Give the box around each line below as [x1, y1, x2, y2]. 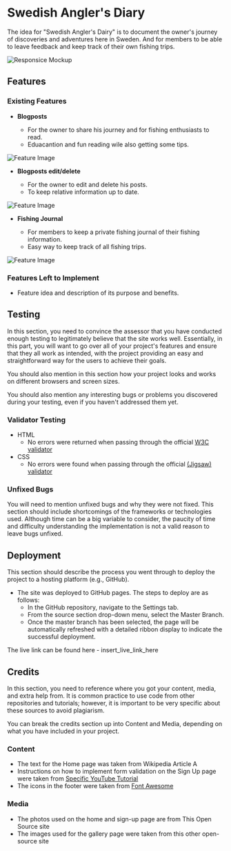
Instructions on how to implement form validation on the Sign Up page [17, 767, 217, 776]
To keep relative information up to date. [27, 188, 139, 196]
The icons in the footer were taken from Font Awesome [17, 782, 174, 790]
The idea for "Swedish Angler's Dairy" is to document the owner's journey [7, 28, 218, 36]
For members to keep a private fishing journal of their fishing [27, 228, 200, 236]
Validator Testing [7, 415, 66, 424]
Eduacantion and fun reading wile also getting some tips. [27, 140, 190, 148]
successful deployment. [27, 633, 96, 641]
